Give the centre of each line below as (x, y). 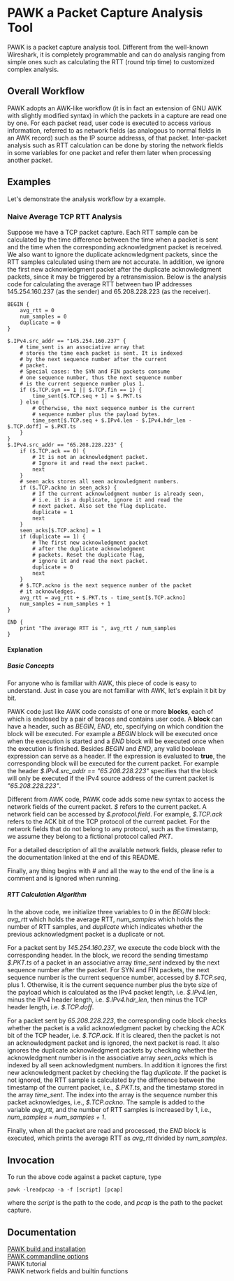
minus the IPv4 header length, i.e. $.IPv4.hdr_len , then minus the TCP (107, 1000)
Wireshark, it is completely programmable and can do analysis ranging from (116, 54)
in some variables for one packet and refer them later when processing (109, 152)
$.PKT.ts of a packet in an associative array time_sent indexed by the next (114, 962)
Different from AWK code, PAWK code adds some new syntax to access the (116, 799)
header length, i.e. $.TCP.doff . (51, 1007)
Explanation (25, 650)
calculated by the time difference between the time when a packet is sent (113, 240)
